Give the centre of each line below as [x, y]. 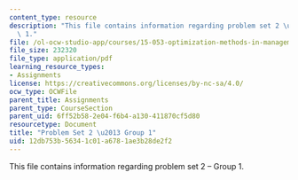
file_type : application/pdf [61, 59]
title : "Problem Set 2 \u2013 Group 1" [83, 133]
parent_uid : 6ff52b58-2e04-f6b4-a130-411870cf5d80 [105, 116]
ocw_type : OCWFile [43, 91]
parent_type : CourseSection [61, 108]
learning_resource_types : [57, 67]
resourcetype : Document [53, 125]
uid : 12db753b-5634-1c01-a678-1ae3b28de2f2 [91, 141]
